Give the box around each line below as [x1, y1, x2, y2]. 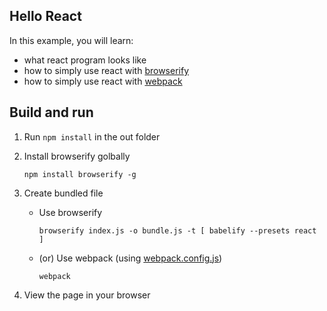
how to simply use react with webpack [23, 75, 183, 87]
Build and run [9, 104, 94, 121]
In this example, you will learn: [9, 34, 134, 46]
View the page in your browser [23, 289, 151, 301]
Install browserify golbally [23, 150, 131, 162]
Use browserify [38, 206, 103, 218]
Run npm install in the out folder [23, 130, 161, 143]
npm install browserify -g [23, 169, 137, 179]
